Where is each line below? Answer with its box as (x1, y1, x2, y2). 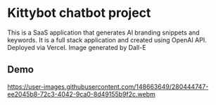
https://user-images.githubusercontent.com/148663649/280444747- (7, 82, 209, 91)
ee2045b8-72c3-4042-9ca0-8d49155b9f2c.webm (7, 89, 156, 98)
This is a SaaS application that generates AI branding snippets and (7, 28, 200, 37)
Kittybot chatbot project (7, 5, 151, 21)
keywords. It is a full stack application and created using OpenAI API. (7, 35, 208, 44)
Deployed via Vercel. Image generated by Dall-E (7, 43, 146, 51)
